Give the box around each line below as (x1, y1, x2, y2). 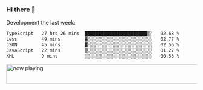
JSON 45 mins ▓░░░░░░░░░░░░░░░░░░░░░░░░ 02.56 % (6, 42, 180, 48)
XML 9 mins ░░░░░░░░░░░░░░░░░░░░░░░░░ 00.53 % (6, 53, 180, 59)
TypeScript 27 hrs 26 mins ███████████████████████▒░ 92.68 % (6, 31, 180, 37)
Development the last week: (6, 19, 76, 26)
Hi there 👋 (6, 5, 36, 14)
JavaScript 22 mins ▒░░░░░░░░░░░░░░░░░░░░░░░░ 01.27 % (6, 47, 180, 53)
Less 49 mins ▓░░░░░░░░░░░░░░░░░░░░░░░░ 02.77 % (6, 36, 180, 43)
